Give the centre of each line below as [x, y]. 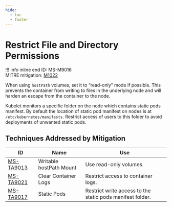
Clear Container [57, 176]
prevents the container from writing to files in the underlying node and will [83, 90]
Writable [48, 162]
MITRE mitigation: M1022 [31, 75]
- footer [19, 19]
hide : [11, 10]
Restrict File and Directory [62, 45]
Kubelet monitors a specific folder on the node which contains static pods [83, 106]
